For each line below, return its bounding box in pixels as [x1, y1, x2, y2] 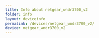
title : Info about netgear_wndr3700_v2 [5, 7, 88, 12]
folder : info [5, 12, 32, 17]
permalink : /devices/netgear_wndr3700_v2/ [5, 21, 95, 26]
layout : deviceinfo [5, 16, 46, 21]
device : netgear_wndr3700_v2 [5, 26, 66, 31]
